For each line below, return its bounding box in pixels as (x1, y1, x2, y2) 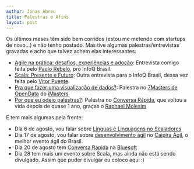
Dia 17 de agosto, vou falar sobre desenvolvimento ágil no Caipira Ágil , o (14, 132, 188, 139)
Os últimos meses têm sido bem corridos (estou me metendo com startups (6, 36, 186, 43)
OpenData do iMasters (14, 90, 69, 97)
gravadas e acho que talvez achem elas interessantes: (6, 48, 137, 55)
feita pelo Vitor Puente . (14, 78, 70, 85)
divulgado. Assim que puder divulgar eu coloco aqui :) (14, 156, 144, 164)
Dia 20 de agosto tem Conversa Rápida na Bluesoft (14, 144, 137, 151)
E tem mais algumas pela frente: (6, 114, 83, 121)
